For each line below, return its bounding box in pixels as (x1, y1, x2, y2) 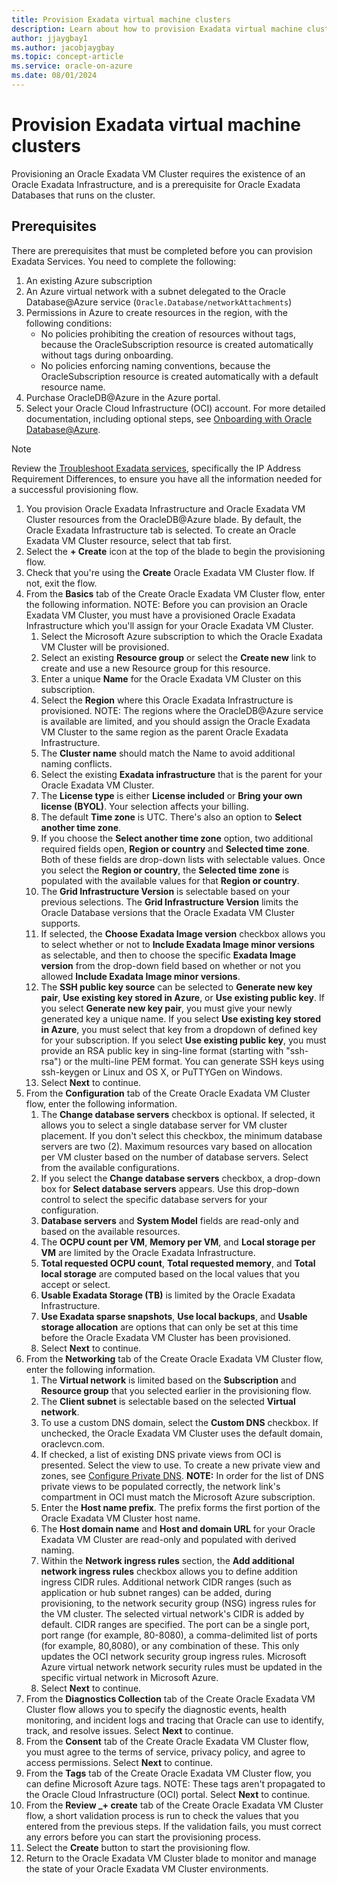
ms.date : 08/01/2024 (11, 71, 98, 81)
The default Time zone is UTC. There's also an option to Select (40, 811, 303, 823)
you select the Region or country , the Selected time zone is (40, 864, 290, 876)
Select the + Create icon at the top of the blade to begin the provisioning (25, 545, 326, 557)
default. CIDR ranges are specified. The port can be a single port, (40, 1618, 311, 1630)
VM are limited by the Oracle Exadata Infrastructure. (40, 1246, 256, 1258)
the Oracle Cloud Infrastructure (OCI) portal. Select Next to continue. (25, 1788, 311, 1800)
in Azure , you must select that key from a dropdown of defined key (40, 1023, 318, 1035)
